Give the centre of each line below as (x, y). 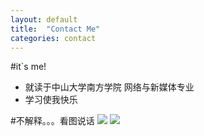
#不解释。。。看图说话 (52, 121)
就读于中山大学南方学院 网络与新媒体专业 (109, 87)
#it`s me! (28, 67)
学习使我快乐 (51, 100)
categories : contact (53, 38)
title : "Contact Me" (55, 29)
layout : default (44, 19)
